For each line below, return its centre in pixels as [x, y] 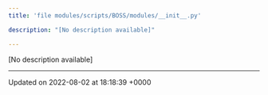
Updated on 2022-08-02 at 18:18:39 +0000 [80, 82]
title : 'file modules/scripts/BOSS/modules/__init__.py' [105, 15]
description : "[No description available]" [82, 30]
